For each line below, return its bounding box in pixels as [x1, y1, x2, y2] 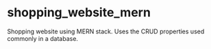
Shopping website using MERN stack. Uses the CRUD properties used [7, 27, 205, 35]
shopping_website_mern [7, 5, 151, 20]
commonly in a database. [7, 34, 79, 42]
